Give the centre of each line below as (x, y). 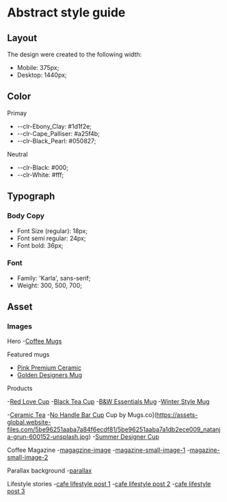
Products (20, 388)
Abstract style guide (66, 13)
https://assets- (177, 415)
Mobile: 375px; (38, 68)
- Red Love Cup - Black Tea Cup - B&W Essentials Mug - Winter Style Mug (108, 402)
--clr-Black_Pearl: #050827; (56, 141)
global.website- (29, 422)
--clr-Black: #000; (42, 167)
